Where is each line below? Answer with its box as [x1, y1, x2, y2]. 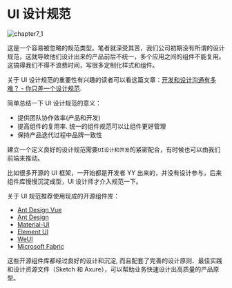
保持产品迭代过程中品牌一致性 [17, 130, 102, 138]
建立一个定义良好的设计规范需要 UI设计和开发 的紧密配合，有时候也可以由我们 [7, 145, 221, 154]
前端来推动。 [7, 154, 43, 162]
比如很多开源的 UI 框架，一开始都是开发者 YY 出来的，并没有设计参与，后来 [7, 168, 222, 176]
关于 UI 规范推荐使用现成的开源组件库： [7, 192, 120, 200]
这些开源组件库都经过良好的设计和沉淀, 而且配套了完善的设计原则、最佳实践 [7, 256, 222, 265]
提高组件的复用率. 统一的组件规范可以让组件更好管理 [17, 122, 166, 130]
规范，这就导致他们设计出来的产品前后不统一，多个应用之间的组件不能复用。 [7, 52, 225, 61]
